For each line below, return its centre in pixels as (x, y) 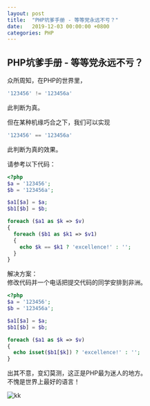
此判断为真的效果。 (35, 149)
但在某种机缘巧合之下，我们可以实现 (59, 122)
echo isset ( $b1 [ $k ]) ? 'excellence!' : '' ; (77, 353)
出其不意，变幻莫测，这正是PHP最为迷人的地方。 (77, 373)
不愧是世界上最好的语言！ (44, 382)
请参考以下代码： (31, 164)
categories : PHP (30, 33)
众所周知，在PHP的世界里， (47, 81)
